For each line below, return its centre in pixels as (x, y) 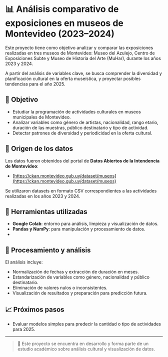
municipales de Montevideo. (41, 117)
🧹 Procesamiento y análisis (48, 250)
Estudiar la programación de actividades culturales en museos (76, 111)
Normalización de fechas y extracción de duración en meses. (75, 272)
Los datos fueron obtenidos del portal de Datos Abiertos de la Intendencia (82, 160)
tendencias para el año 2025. (35, 84)
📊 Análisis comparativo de (62, 9)
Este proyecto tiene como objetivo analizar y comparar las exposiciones (79, 47)
